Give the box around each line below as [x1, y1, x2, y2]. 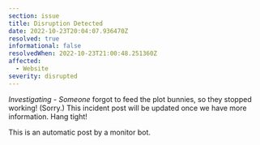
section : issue [8, 11, 60, 20]
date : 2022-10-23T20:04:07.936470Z [8, 27, 129, 35]
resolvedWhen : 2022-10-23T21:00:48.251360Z [8, 49, 158, 58]
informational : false [8, 42, 82, 50]
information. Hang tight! [8, 111, 87, 122]
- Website [15, 65, 49, 73]
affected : [8, 58, 42, 66]
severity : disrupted [8, 72, 79, 80]
